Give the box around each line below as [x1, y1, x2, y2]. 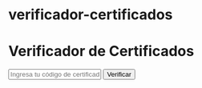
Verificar [107, 70, 132, 79]
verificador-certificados [8, 6, 173, 24]
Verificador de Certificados [8, 42, 195, 61]
